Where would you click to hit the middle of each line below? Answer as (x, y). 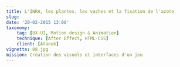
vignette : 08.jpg (27, 50)
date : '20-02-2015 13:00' (38, 22)
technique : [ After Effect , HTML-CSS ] (63, 38)
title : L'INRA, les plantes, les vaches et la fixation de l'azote (90, 11)
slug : (13, 17)
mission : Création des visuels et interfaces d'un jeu (74, 55)
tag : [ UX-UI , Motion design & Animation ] (68, 33)
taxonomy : (18, 28)
